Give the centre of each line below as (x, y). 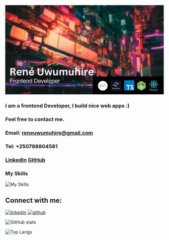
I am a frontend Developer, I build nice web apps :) (67, 106)
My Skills (17, 173)
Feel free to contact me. (35, 119)
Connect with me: (34, 200)
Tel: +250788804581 (31, 147)
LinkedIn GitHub (25, 160)
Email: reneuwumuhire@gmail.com (49, 133)
